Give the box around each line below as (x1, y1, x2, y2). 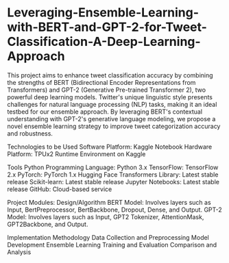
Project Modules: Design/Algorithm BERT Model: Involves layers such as (7, 198, 211, 206)
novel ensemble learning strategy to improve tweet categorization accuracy (7, 122, 221, 130)
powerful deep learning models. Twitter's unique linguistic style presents (7, 92, 213, 101)
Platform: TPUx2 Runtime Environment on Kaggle (7, 149, 146, 158)
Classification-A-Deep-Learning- (7, 34, 201, 49)
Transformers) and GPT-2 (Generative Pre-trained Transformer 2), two (7, 86, 206, 94)
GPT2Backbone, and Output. (7, 220, 88, 228)
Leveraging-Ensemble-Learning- (7, 5, 200, 21)
